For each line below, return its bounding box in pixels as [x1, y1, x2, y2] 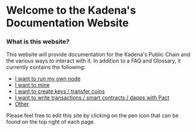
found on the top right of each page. [6, 118, 95, 126]
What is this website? [6, 38, 70, 46]
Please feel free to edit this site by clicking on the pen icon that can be [6, 112, 179, 119]
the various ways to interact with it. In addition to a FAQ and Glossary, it [6, 57, 181, 64]
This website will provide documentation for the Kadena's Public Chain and [6, 51, 191, 58]
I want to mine [14, 82, 50, 89]
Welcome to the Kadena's [6, 4, 136, 17]
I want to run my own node [14, 75, 81, 82]
